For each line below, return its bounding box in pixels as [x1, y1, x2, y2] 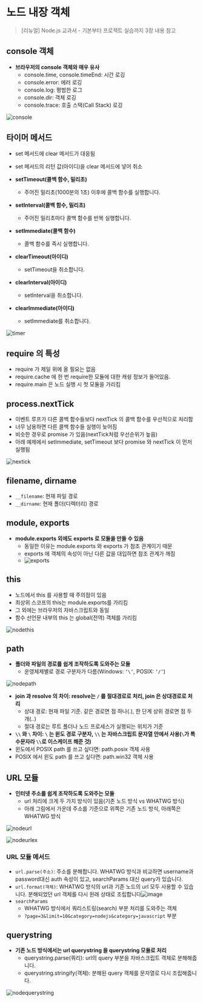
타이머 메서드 [6, 133, 53, 143]
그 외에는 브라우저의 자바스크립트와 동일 [15, 606, 110, 613]
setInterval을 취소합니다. [24, 292, 84, 299]
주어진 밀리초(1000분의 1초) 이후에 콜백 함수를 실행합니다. [24, 189, 161, 196]
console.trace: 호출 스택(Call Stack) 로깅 [24, 101, 123, 109]
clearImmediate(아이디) [15, 304, 75, 312]
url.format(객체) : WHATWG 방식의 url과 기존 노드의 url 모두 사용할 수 [15, 883, 183, 890]
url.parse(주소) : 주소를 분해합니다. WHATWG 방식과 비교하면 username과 [15, 867, 194, 875]
